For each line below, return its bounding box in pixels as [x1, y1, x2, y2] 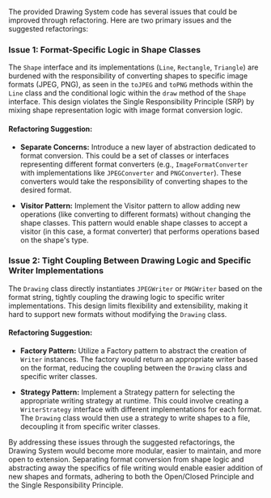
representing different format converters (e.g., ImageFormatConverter [19, 159, 249, 169]
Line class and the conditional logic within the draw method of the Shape [8, 88, 247, 98]
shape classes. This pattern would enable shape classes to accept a [19, 217, 248, 227]
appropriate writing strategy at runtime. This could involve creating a [19, 396, 249, 405]
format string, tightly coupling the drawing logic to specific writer [8, 292, 225, 302]
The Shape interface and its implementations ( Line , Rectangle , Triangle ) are [8, 62, 259, 72]
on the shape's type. [19, 234, 89, 245]
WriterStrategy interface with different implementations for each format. [19, 404, 262, 414]
